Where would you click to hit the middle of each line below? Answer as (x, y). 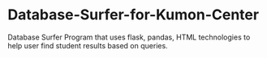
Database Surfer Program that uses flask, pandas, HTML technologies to (129, 37)
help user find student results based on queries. (88, 45)
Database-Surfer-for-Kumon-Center (133, 15)
